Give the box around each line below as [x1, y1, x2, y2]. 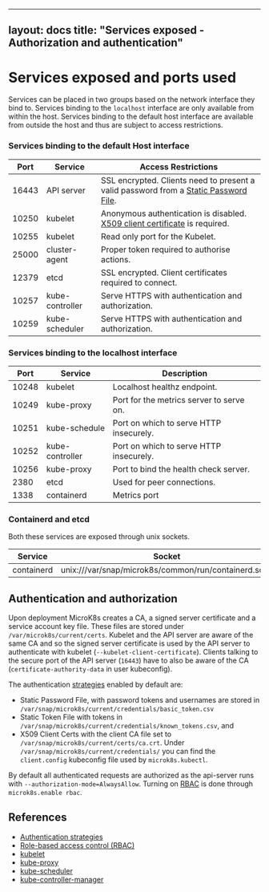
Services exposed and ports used [8, 68, 237, 87]
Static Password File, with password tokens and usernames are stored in [19, 695, 260, 705]
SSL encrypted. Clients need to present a [101, 174, 255, 185]
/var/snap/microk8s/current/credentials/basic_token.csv [19, 705, 215, 714]
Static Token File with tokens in [19, 712, 122, 722]
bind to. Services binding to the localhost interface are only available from [8, 103, 255, 113]
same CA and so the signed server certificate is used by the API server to [8, 639, 251, 648]
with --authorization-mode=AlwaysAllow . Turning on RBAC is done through [8, 779, 254, 789]
